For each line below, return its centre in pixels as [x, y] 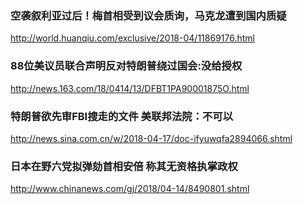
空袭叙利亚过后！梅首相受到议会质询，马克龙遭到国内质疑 [148, 15]
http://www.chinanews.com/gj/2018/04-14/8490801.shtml [130, 189]
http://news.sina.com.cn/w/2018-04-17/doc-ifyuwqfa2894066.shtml [151, 138]
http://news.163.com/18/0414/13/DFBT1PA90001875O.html [130, 88]
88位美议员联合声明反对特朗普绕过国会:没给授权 [126, 66]
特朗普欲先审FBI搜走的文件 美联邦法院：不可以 [122, 116]
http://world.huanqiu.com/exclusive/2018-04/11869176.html [132, 38]
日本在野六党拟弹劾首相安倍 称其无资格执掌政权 [124, 166]
